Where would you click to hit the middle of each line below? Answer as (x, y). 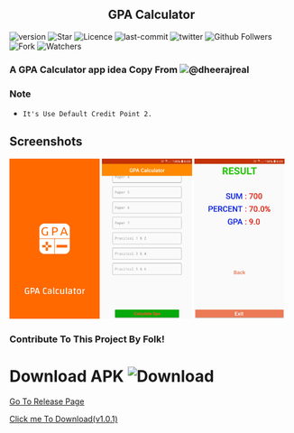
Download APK (67, 377)
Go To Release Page (47, 401)
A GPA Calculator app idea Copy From (94, 69)
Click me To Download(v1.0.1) (64, 419)
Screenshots (46, 142)
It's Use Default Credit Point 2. (87, 115)
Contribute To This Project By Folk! (87, 339)
